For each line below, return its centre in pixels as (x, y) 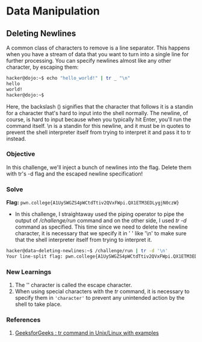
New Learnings (29, 271)
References (23, 320)
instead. (16, 138)
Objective (21, 154)
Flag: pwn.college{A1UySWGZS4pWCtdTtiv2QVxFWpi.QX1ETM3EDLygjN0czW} (93, 203)
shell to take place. (38, 304)
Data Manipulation (53, 11)
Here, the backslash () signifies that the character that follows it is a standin (100, 106)
